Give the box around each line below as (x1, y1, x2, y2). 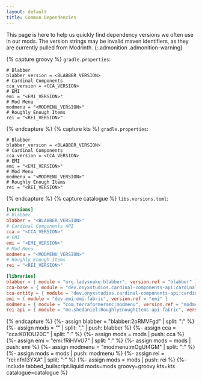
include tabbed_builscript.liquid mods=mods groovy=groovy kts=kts (6, 363, 176, 370)
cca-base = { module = (6, 284, 63, 290)
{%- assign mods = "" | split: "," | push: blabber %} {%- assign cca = (6, 324, 176, 331)
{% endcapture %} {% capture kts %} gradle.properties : (6, 125, 148, 133)
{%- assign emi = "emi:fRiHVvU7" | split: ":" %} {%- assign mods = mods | (6, 337, 191, 344)
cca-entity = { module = (6, 290, 69, 296)
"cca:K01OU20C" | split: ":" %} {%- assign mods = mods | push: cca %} (6, 331, 185, 338)
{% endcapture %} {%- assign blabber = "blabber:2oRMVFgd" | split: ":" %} (6, 318, 195, 325)
